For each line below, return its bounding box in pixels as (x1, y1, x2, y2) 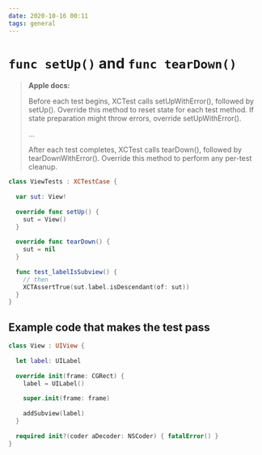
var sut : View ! (15, 193, 67, 201)
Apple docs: (27, 81, 70, 91)
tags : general (8, 19, 57, 27)
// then (23, 276, 49, 284)
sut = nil (23, 246, 57, 254)
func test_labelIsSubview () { (15, 268, 117, 276)
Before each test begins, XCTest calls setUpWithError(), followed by (27, 96, 255, 106)
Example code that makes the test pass (8, 320, 210, 334)
